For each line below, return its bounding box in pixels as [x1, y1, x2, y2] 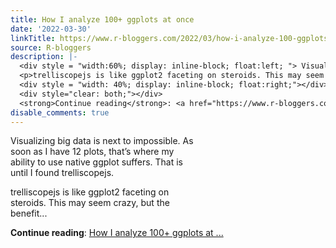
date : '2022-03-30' [10, 24, 92, 34]
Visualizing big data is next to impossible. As [10, 135, 194, 147]
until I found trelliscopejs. [10, 167, 115, 179]
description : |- [10, 52, 78, 62]
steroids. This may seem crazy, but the [10, 197, 170, 209]
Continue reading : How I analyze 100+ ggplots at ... [10, 227, 224, 239]
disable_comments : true [10, 107, 110, 118]
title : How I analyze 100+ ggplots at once [10, 14, 195, 25]
